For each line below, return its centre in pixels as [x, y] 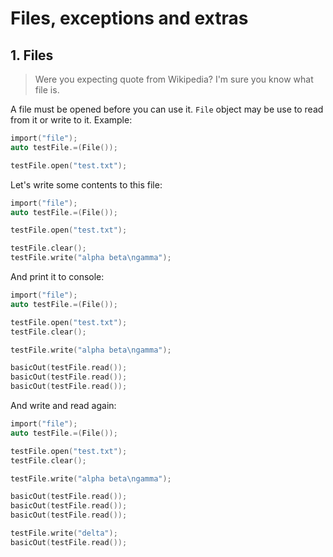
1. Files [32, 55]
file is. [47, 90]
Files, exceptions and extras [129, 18]
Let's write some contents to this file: [86, 184]
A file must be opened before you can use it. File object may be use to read [167, 109]
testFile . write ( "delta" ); [64, 533]
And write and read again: [63, 405]
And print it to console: [57, 276]
